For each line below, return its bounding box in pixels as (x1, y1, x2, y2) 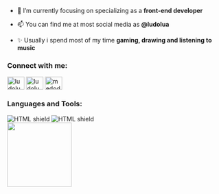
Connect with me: (7, 60, 68, 70)
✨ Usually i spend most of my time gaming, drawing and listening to (16, 36, 212, 44)
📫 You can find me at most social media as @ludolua (16, 21, 170, 28)
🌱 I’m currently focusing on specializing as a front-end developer (16, 7, 203, 14)
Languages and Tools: (7, 99, 82, 109)
